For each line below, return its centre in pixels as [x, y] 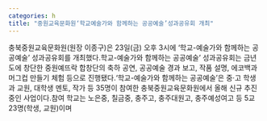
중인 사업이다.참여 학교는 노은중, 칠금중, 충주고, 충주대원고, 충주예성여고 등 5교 [132, 98]
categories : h [32, 16]
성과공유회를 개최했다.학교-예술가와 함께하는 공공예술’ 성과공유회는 [137, 57]
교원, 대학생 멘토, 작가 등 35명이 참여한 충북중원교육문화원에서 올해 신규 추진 [137, 88]
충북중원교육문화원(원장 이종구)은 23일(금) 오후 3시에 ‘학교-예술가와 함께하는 [129, 47]
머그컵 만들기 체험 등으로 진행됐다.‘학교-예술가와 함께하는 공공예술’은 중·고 [125, 77]
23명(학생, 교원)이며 [40, 108]
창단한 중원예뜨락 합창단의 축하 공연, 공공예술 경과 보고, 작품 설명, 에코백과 [140, 67]
